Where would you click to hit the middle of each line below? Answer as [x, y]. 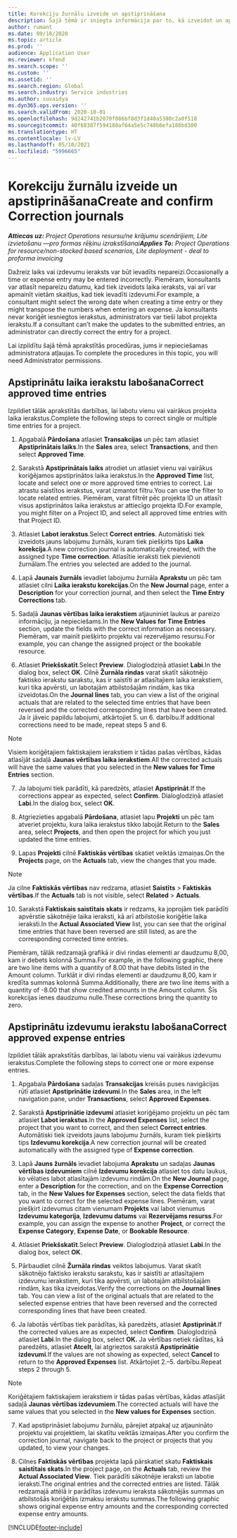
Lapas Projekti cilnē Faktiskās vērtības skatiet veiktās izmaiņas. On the [121, 853]
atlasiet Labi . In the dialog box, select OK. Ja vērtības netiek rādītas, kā [121, 1339]
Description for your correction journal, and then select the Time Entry [121, 592]
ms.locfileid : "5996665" [44, 152]
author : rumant [30, 27]
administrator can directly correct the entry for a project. [90, 331]
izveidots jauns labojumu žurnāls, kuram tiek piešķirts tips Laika [110, 541]
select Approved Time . [52, 454]
